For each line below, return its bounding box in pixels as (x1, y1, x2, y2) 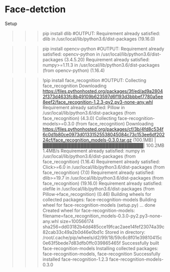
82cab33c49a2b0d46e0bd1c (42, 229, 105, 235)
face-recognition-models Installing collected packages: (42, 245, 158, 251)
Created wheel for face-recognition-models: (42, 207, 135, 213)
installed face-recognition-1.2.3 (42, 256, 109, 262)
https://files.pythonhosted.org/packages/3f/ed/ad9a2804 (42, 88, 163, 94)
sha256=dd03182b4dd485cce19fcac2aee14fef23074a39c (42, 224, 165, 230)
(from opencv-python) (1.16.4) (42, 67, 105, 73)
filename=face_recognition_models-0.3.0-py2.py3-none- (42, 213, 163, 219)
